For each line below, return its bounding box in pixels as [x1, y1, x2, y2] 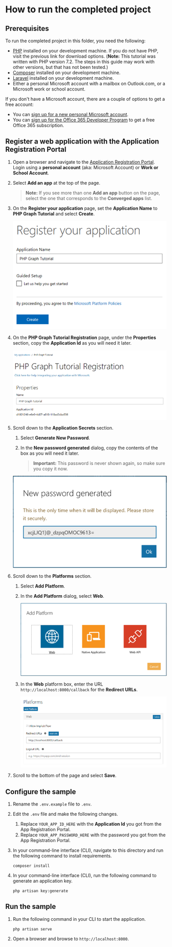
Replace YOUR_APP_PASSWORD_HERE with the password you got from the [20, 832, 166, 838]
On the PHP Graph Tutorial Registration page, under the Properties [12, 334, 156, 341]
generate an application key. [12, 878, 73, 884]
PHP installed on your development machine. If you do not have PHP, [12, 48, 159, 53]
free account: [5, 101, 34, 108]
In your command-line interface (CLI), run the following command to [12, 872, 157, 878]
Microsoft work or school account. [12, 86, 85, 92]
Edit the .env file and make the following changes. [12, 811, 118, 817]
